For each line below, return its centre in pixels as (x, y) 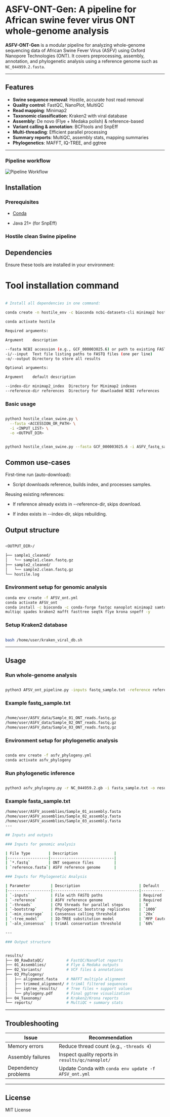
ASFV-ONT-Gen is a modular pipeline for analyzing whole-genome (75, 45)
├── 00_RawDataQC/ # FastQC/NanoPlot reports (64, 960)
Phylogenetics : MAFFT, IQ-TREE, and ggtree (59, 143)
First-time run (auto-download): (38, 475)
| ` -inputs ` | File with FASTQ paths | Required (83, 895)
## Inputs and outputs (29, 835)
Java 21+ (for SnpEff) (35, 223)
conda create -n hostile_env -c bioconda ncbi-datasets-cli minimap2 (80, 313)
